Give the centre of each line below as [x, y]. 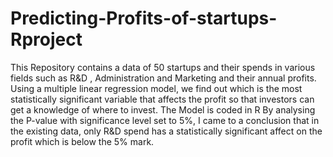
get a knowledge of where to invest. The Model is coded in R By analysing [163, 109]
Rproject [46, 39]
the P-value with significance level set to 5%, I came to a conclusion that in [165, 120]
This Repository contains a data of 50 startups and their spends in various [163, 67]
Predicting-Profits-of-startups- [144, 18]
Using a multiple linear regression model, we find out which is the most [156, 88]
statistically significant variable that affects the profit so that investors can [162, 99]
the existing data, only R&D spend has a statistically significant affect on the [166, 131]
